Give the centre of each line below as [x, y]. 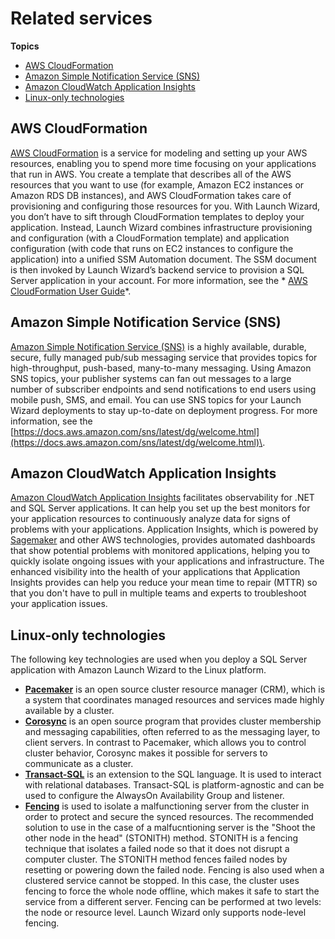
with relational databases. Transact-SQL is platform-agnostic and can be [174, 785]
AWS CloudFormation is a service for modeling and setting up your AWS [159, 153]
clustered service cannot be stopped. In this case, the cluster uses [162, 881]
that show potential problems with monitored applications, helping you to [160, 551]
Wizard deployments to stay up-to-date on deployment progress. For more [164, 410]
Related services [81, 18]
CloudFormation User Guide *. [71, 291]
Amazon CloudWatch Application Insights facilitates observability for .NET [162, 498]
